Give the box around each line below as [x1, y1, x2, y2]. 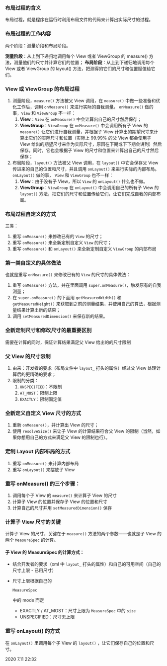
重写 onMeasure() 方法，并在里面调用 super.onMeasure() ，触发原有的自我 [12, 282, 162, 288]
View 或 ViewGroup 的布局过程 [5, 85, 80, 92]
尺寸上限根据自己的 [12, 578, 52, 584]
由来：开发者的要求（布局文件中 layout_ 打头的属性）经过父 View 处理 [12, 365, 157, 371]
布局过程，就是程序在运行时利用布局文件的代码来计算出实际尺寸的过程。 [5, 16, 153, 23]
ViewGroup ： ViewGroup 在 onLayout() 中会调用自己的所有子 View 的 [19, 184, 159, 190]
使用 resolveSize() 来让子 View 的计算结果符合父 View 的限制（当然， [12, 428, 157, 434]
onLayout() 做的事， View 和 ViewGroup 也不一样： [12, 172, 114, 178]
